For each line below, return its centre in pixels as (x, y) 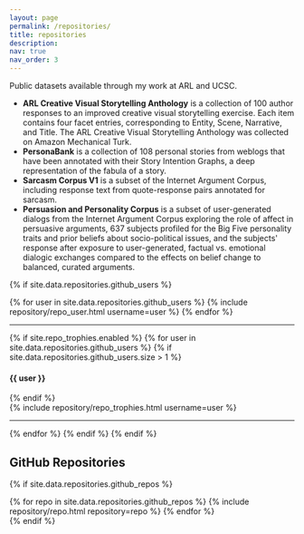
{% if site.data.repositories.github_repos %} (91, 484)
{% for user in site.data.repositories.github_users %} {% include (129, 302)
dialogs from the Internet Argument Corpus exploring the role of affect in (158, 219)
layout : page (34, 18)
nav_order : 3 (34, 60)
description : (34, 43)
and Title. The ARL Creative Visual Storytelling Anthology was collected (156, 132)
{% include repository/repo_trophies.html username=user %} (123, 408)
